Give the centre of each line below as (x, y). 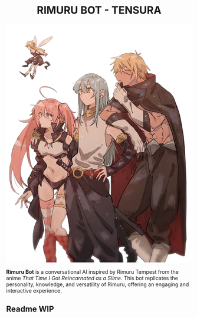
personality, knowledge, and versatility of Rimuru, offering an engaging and (98, 284)
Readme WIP (30, 309)
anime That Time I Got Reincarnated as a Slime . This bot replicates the (92, 278)
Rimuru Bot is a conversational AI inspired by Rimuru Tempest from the (92, 271)
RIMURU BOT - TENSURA (99, 10)
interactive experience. (34, 290)
